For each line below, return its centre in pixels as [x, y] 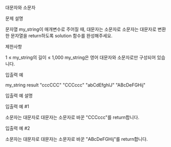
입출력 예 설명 [19, 96]
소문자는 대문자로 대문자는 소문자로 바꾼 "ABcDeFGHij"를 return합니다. [77, 139]
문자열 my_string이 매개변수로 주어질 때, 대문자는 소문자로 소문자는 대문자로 [81, 29]
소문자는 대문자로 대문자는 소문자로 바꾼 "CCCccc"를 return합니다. [72, 117]
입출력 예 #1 [17, 106]
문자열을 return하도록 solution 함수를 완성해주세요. [61, 36]
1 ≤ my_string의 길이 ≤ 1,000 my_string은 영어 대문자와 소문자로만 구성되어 [81, 57]
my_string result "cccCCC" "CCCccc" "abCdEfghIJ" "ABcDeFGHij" [76, 85]
